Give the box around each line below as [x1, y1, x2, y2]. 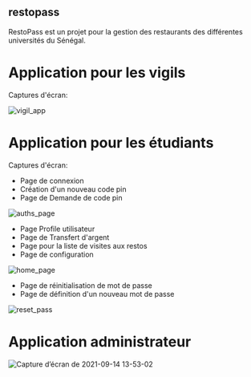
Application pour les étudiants [8, 133, 214, 152]
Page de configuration [19, 249, 94, 259]
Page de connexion [19, 176, 84, 185]
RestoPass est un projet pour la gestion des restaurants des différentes [8, 26, 243, 36]
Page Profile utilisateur [19, 224, 95, 233]
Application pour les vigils [8, 63, 186, 82]
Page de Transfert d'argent [19, 232, 110, 242]
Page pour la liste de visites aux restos [19, 241, 148, 250]
